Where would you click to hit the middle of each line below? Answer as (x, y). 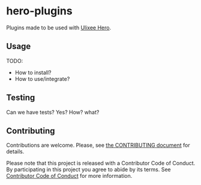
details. (15, 151)
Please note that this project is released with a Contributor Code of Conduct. (101, 163)
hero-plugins (40, 11)
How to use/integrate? (42, 78)
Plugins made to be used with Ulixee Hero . (59, 28)
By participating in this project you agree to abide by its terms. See (88, 169)
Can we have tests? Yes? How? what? (53, 112)
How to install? (33, 72)
